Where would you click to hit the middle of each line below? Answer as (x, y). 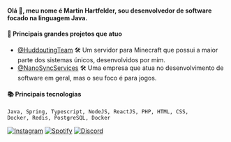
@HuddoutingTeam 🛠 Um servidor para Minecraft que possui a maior (118, 50)
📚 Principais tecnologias (44, 94)
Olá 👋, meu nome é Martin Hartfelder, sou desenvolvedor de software (110, 10)
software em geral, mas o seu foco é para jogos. (87, 78)
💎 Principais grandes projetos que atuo (65, 34)
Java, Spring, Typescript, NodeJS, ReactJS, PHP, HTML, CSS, (98, 112)
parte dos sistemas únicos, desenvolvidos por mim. (91, 59)
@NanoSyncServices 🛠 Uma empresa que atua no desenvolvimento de (120, 68)
